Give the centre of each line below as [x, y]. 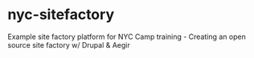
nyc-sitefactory [61, 15]
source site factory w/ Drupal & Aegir [69, 44]
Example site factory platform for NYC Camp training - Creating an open [127, 37]
